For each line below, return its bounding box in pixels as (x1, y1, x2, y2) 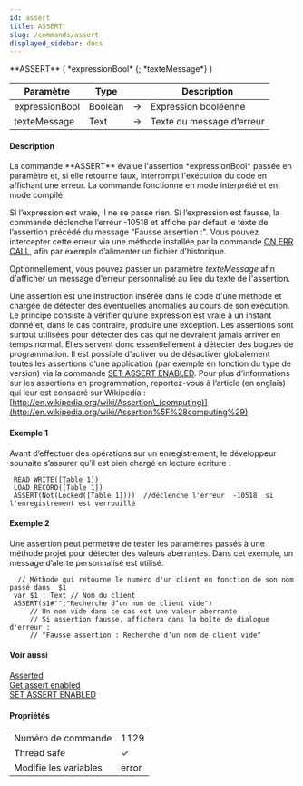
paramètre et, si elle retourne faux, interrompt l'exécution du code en (9, 170, 268, 182)
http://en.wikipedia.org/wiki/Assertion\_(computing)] (12, 397, 208, 408)
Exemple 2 (9, 518, 50, 529)
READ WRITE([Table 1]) (13, 474, 100, 484)
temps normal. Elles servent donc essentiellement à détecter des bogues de (9, 339, 294, 350)
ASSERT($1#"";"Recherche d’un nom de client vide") (13, 599, 213, 608)
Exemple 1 (9, 428, 48, 439)
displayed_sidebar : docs (9, 38, 103, 48)
